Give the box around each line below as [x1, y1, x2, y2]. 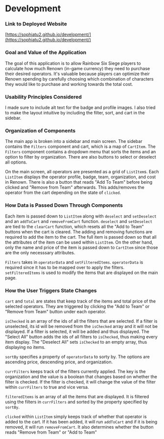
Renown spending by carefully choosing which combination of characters [5, 76, 154, 82]
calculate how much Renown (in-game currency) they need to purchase [5, 65, 150, 71]
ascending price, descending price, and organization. [5, 359, 113, 365]
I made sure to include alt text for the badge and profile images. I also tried [5, 105, 156, 110]
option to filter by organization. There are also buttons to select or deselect [5, 154, 157, 160]
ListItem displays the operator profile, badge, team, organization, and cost [5, 174, 156, 180]
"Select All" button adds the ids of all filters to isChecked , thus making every [5, 333, 158, 339]
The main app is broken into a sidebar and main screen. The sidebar [5, 138, 143, 144]
